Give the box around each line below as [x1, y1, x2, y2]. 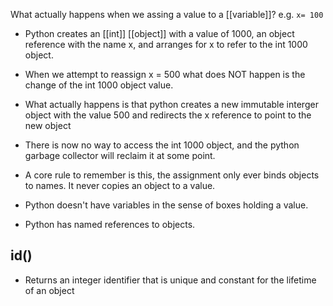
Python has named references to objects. [24, 219, 196, 230]
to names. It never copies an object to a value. [24, 180, 216, 191]
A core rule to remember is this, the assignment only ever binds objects [24, 169, 320, 181]
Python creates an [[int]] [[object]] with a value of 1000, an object [24, 28, 295, 39]
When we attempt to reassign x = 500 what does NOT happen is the [24, 69, 306, 80]
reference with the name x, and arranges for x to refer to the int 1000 [24, 39, 308, 50]
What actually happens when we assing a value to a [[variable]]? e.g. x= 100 [10, 9, 324, 20]
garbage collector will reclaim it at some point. [24, 150, 216, 161]
